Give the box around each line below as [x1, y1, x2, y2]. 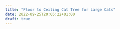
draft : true [5, 16, 30, 21]
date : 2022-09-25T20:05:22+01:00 [5, 12, 75, 17]
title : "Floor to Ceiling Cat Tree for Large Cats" [5, 7, 115, 12]
